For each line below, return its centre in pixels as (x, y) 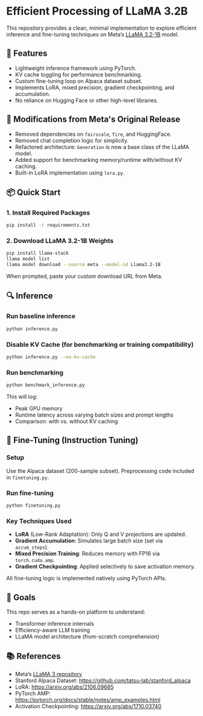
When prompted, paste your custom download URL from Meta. (85, 276)
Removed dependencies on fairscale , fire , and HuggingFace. (93, 134)
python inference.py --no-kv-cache (51, 357)
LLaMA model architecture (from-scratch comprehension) (87, 636)
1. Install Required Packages (48, 212)
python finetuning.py (34, 505)
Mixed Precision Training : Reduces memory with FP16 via (87, 554)
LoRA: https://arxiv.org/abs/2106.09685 (64, 687)
